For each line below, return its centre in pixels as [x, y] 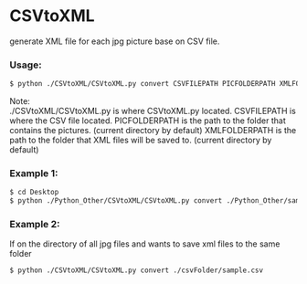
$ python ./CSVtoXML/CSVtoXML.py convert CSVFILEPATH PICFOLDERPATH [143, 84]
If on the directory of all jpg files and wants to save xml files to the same [145, 244]
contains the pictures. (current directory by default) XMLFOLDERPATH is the [153, 131]
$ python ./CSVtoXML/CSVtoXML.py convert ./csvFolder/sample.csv [136, 270]
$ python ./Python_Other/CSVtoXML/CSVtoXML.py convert [116, 201]
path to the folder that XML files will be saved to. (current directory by [141, 140]
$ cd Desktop [34, 193]
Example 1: [34, 174]
